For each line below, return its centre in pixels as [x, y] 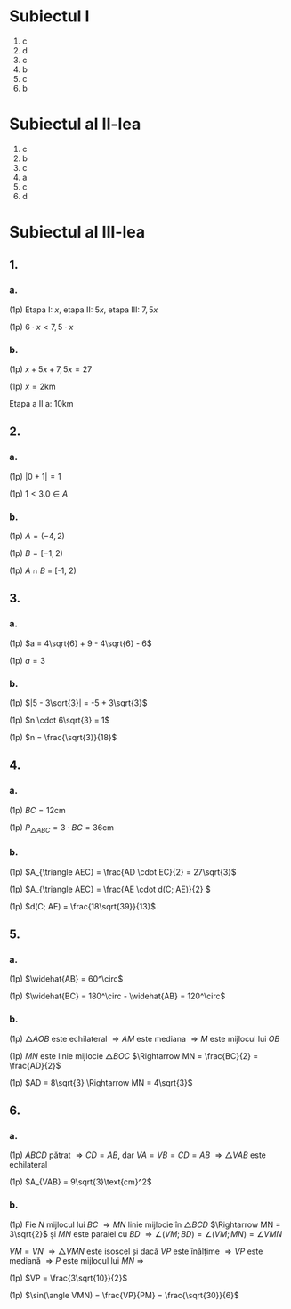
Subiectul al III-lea [77, 232]
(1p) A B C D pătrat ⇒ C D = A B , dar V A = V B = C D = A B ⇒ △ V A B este [138, 1155]
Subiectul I [49, 16]
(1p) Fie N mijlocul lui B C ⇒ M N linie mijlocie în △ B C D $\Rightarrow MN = [145, 1224]
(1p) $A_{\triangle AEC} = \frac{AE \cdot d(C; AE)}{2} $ [110, 889]
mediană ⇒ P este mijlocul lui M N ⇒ [77, 1260]
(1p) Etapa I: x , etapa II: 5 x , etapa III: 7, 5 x [84, 310]
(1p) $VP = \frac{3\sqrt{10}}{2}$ [69, 1278]
